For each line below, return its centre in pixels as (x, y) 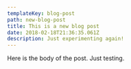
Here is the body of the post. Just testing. (66, 58)
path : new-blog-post (37, 20)
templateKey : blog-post (41, 13)
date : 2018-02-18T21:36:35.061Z (53, 32)
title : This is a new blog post (53, 26)
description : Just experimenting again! (66, 39)
